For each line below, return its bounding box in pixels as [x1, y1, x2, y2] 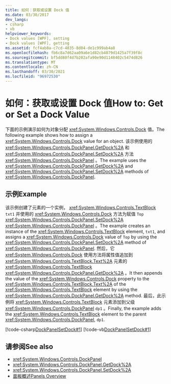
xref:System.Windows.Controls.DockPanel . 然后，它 [5, 245, 115, 251]
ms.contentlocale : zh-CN [5, 64, 58, 69]
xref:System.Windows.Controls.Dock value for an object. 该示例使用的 [5, 138, 153, 144]
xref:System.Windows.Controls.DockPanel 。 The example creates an [5, 223, 151, 229]
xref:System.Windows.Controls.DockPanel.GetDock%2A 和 [5, 144, 130, 151]
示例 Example [5, 190, 47, 199]
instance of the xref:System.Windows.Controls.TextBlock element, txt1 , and [5, 228, 165, 234]
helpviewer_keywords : [5, 31, 52, 36]
